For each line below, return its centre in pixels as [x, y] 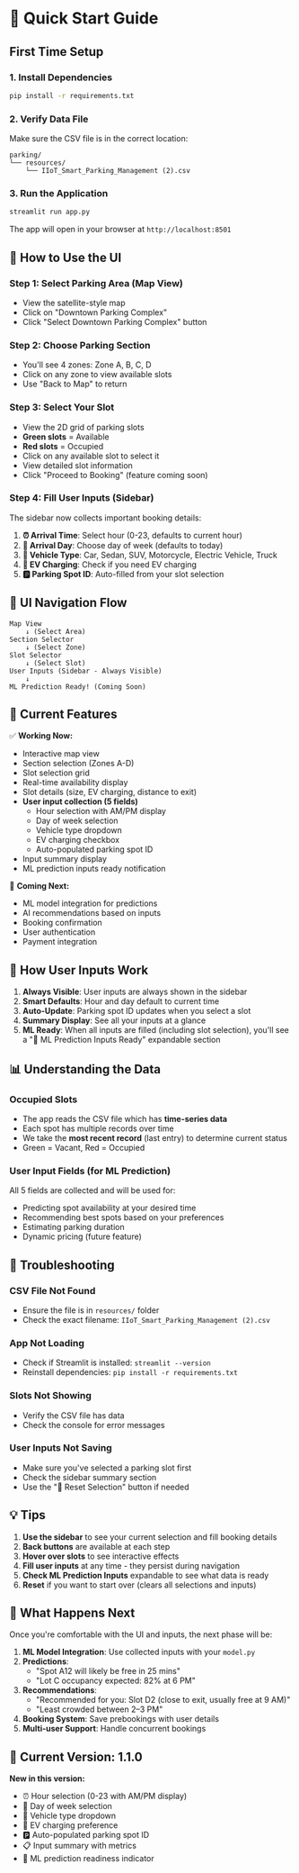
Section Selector [42, 639]
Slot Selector [36, 655]
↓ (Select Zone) [56, 647]
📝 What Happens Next [72, 1613]
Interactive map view [61, 754]
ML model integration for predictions [90, 903]
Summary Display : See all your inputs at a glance [114, 1020]
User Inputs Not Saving [61, 1448]
